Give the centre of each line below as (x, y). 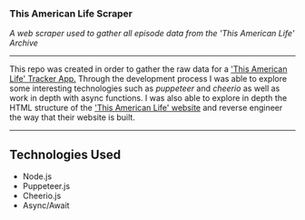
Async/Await (46, 205)
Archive (24, 43)
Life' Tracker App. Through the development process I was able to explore (148, 79)
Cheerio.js (42, 196)
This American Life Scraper (71, 14)
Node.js (37, 176)
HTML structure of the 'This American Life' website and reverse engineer (146, 108)
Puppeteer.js (46, 186)
